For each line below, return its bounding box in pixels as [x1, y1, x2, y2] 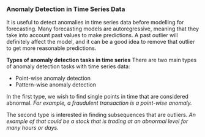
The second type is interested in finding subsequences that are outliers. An [6, 111, 196, 119]
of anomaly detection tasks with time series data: [6, 63, 130, 70]
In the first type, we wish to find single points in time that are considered [6, 93, 188, 100]
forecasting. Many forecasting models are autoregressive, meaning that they [6, 25, 199, 32]
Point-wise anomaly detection [15, 75, 91, 82]
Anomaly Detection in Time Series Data [6, 5, 125, 13]
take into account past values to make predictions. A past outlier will [6, 32, 179, 39]
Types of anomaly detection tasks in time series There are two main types [6, 57, 197, 64]
